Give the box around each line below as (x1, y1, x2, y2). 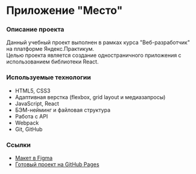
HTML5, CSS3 (14, 87, 51, 94)
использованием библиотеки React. (6, 58, 99, 65)
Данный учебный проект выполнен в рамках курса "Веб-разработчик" (6, 39, 190, 46)
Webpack (14, 119, 39, 126)
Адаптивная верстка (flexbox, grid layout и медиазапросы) (14, 93, 166, 100)
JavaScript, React (14, 100, 59, 107)
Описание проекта (6, 25, 65, 34)
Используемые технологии (6, 73, 92, 82)
